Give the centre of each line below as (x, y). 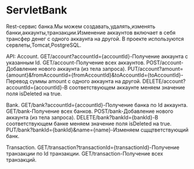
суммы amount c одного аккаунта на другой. (85, 81)
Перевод (17, 81)
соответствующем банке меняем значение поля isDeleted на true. (89, 123)
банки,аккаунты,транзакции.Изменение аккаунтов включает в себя (91, 32)
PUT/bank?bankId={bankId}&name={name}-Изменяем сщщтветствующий (97, 130)
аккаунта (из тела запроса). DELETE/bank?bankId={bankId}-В (82, 117)
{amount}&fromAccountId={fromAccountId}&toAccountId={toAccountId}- (95, 75)
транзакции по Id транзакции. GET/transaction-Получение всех (85, 153)
